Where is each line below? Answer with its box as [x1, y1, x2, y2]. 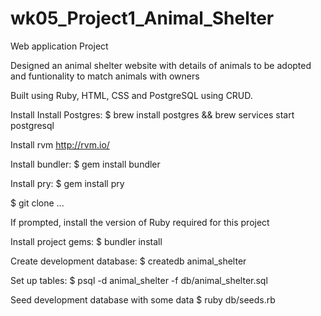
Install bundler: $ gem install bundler [10, 158, 161, 170]
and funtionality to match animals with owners [10, 70, 200, 82]
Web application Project [10, 40, 109, 52]
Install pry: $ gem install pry [10, 177, 125, 189]
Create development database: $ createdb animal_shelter [10, 255, 247, 267]
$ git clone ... [10, 197, 65, 209]
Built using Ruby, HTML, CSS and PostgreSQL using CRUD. [10, 89, 253, 101]
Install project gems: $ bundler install [10, 235, 163, 247]
